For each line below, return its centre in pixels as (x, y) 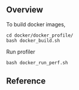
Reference (26, 81)
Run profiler (21, 52)
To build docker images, (36, 24)
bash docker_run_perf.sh (37, 62)
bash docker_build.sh (33, 40)
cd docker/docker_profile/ (40, 35)
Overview (25, 10)
